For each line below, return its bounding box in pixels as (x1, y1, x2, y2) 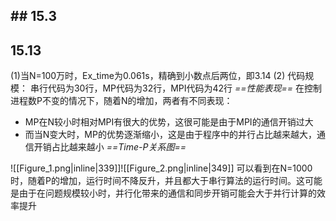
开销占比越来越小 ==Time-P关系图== (33, 141, 187, 153)
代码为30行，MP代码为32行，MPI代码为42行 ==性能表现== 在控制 (47, 82, 323, 94)
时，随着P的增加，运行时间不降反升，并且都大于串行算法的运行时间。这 (10, 175, 305, 187)
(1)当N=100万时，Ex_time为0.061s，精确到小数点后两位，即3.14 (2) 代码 (10, 70, 306, 82)
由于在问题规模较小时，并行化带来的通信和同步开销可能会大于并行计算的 (18, 187, 317, 199)
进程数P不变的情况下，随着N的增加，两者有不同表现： (10, 95, 233, 107)
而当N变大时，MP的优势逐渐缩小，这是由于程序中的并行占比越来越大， (24, 129, 317, 141)
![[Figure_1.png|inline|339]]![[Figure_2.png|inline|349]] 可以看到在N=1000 (10, 162, 313, 174)
